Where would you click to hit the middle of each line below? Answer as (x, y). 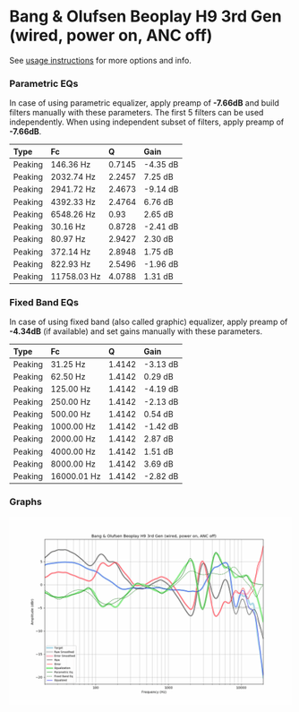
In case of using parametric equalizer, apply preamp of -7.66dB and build (145, 103)
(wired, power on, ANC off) (111, 35)
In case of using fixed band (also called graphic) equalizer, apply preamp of (149, 322)
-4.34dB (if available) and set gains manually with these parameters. (136, 331)
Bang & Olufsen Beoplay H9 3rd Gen (145, 17)
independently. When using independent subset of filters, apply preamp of (147, 122)
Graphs (26, 502)
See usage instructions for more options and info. (101, 60)
